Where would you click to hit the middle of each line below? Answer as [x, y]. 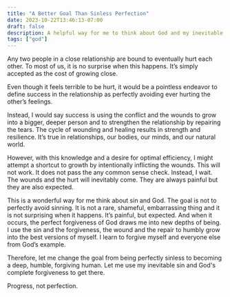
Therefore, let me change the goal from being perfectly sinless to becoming [115, 258]
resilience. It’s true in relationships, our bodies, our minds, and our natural [111, 137]
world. [16, 144]
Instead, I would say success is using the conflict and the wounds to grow [112, 115]
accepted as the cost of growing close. [63, 74]
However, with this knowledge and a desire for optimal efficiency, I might [110, 158]
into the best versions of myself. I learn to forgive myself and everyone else [114, 237]
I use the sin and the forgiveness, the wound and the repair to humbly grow [114, 230]
